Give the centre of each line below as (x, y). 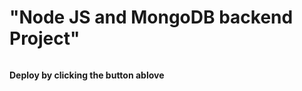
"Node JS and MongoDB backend (151, 17)
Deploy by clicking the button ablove (87, 75)
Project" (45, 38)
